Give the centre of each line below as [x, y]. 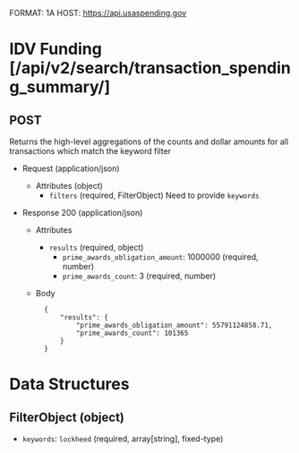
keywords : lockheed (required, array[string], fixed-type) [123, 439]
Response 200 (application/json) [82, 213]
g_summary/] [60, 87]
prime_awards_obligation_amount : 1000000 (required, [160, 257]
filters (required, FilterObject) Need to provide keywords [154, 195]
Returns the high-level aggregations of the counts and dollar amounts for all [149, 141]
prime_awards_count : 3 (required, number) [139, 276]
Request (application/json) [71, 168]
